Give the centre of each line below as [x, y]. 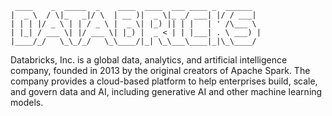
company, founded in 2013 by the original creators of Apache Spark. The [160, 70]
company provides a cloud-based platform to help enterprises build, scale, [164, 81]
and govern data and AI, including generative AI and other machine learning [166, 91]
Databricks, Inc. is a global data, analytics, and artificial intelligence [149, 60]
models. [27, 102]
